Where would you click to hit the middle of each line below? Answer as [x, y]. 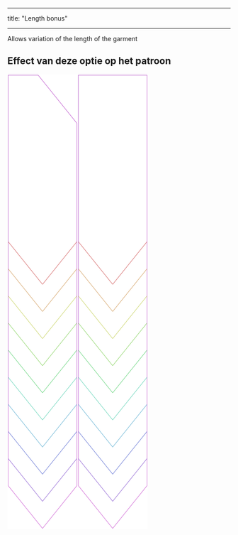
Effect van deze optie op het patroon [89, 61]
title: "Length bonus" [38, 18]
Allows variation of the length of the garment [73, 39]
